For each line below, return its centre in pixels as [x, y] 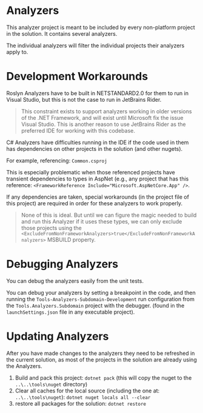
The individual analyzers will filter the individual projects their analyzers [95, 45]
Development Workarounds [77, 77]
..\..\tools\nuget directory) [51, 384]
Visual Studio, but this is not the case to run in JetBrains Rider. [84, 99]
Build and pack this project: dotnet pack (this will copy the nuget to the [103, 378]
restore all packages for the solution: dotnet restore [81, 403]
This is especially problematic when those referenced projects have [91, 172]
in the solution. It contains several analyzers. [62, 33]
